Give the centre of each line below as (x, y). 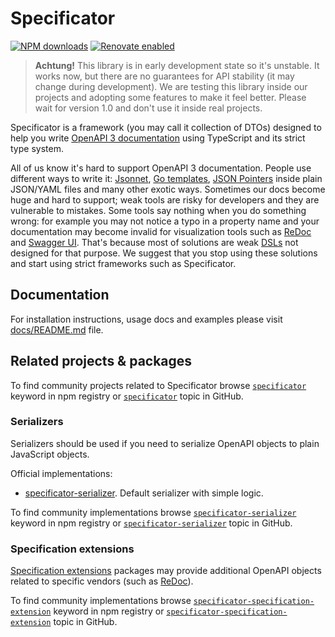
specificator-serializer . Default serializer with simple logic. (144, 493)
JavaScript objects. (50, 454)
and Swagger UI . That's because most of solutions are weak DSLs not (154, 242)
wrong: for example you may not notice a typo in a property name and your (165, 221)
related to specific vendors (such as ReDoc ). (102, 581)
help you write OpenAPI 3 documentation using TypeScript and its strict (158, 138)
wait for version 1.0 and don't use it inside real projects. (148, 108)
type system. (37, 148)
